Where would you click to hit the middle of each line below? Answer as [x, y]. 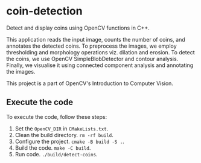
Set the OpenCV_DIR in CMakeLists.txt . [62, 129]
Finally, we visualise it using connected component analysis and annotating [100, 65]
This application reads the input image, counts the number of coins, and [96, 39]
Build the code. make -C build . [53, 148]
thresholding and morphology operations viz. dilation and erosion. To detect [101, 52]
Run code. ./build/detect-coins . [56, 154]
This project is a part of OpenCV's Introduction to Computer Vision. [90, 83]
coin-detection [44, 11]
